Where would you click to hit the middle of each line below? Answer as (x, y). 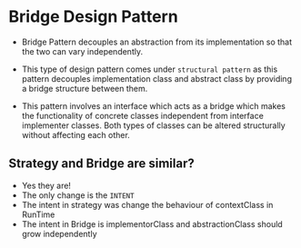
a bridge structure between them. (85, 88)
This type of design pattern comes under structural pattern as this (150, 69)
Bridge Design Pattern (93, 17)
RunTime (38, 214)
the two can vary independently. (82, 51)
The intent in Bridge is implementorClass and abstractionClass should (152, 223)
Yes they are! (46, 185)
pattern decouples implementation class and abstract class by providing (157, 78)
